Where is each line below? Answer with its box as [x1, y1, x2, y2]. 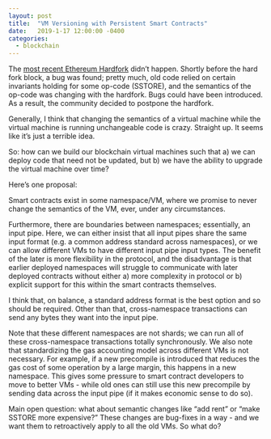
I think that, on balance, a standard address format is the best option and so [8, 296, 261, 306]
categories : [8, 34, 49, 43]
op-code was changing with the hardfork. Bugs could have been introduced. [8, 90, 263, 99]
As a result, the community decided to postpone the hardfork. [8, 99, 214, 108]
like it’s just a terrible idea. [8, 131, 95, 141]
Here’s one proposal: [8, 179, 78, 190]
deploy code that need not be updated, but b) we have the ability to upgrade [8, 155, 263, 166]
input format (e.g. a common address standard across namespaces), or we [8, 237, 258, 247]
